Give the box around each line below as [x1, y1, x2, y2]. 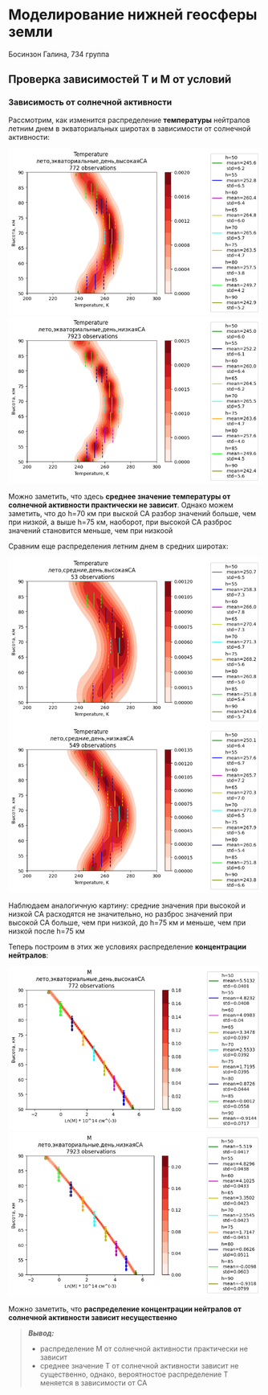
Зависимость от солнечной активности [8, 96, 173, 108]
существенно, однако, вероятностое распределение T [39, 1369, 229, 1379]
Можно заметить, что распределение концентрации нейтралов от [8, 1304, 242, 1314]
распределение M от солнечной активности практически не [39, 1344, 249, 1353]
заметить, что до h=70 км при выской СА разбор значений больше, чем [8, 508, 257, 518]
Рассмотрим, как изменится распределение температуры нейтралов [8, 115, 250, 125]
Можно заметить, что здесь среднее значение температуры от [8, 491, 231, 501]
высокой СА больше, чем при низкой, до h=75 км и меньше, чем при [8, 917, 246, 927]
